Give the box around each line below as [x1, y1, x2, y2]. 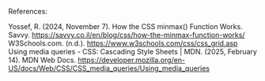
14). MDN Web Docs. [8, 55, 77, 64]
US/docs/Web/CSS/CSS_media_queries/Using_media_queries [8, 64, 210, 73]
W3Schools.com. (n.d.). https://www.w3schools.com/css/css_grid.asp [8, 39, 238, 48]
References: [8, 7, 47, 16]
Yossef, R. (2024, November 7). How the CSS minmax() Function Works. [8, 22, 243, 31]
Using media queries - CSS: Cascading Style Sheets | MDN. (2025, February [8, 47, 257, 56]
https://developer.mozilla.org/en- [78, 55, 186, 64]
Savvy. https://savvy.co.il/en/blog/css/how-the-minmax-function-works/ [8, 31, 245, 39]
